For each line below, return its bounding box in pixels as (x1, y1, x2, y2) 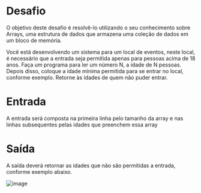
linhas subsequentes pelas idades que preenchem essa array (6, 121, 158, 128)
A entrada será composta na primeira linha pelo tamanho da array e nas (6, 114, 184, 122)
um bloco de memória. (6, 37, 62, 44)
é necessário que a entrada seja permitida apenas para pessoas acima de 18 (6, 55, 196, 62)
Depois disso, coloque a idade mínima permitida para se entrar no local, (6, 67, 184, 74)
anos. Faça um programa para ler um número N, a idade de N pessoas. (6, 61, 182, 68)
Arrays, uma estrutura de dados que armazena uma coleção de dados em (6, 30, 189, 37)
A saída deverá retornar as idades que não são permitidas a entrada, (6, 162, 176, 169)
